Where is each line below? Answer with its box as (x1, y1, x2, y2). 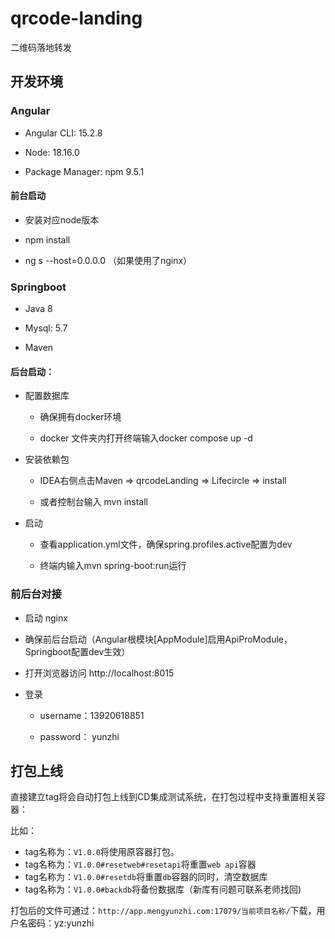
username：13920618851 (39, 709, 145, 721)
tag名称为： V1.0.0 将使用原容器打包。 (24, 846, 180, 858)
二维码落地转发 (10, 41, 72, 53)
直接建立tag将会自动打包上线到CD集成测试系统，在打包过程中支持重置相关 (10, 791, 317, 803)
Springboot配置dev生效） (24, 645, 131, 657)
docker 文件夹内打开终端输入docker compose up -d (39, 432, 253, 444)
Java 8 (24, 303, 53, 315)
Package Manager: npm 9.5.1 (24, 165, 145, 177)
